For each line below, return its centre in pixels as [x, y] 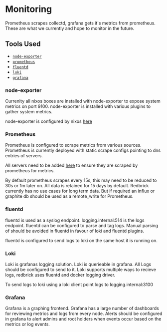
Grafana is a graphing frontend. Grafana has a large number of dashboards [82, 309]
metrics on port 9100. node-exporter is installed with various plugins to [78, 106]
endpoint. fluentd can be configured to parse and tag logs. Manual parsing [82, 225]
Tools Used [23, 44]
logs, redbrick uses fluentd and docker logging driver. [60, 275]
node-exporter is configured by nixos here [49, 121]
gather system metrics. [29, 112]
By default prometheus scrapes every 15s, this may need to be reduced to [81, 180]
